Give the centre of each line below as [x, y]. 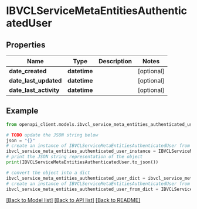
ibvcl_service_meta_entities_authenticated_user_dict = [76, 178]
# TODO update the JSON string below [52, 135]
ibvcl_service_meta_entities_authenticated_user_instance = [81, 151]
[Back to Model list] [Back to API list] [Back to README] [73, 200]
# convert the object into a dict [48, 173]
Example [22, 111]
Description [115, 61]
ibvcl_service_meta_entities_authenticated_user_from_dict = [82, 189]
